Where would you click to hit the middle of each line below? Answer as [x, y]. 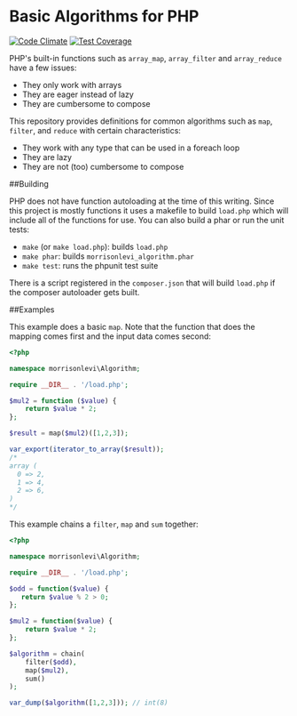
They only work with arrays [72, 84]
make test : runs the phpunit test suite [90, 265]
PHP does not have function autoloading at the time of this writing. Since [142, 201]
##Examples [32, 310]
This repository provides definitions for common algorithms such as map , [141, 121]
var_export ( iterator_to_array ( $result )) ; [87, 450]
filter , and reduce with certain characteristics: [95, 130]
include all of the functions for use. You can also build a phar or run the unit [147, 220]
